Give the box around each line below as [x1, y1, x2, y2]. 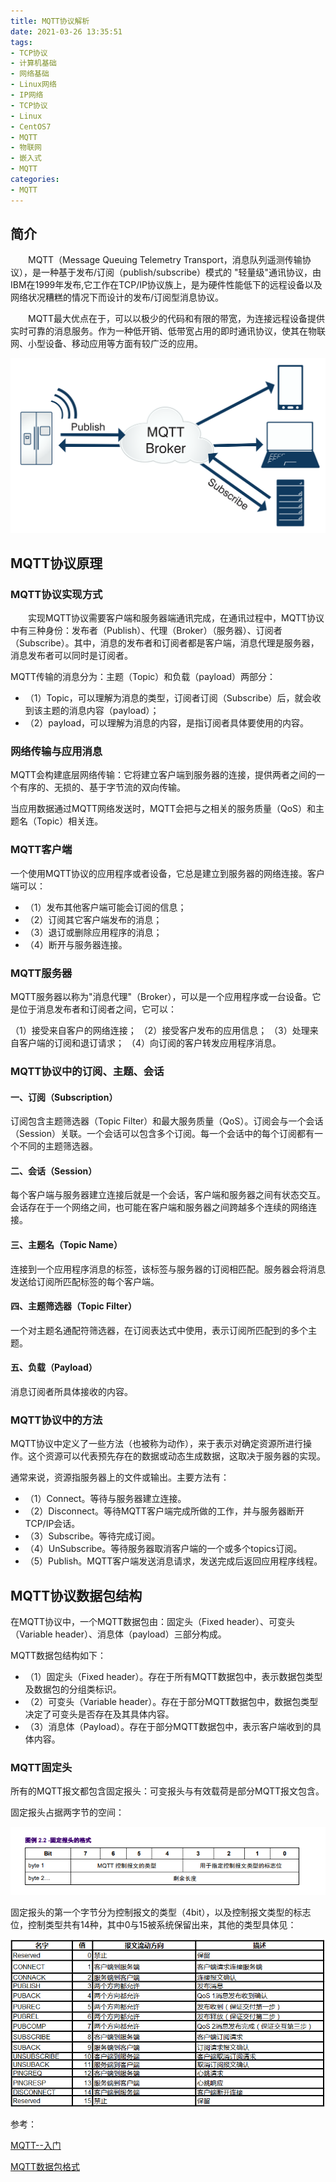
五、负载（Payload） [10, 1361, 98, 1374]
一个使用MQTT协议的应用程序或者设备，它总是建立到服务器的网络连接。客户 [10, 867, 326, 879]
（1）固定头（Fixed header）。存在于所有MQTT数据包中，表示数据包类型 [24, 1671, 323, 1683]
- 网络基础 [10, 69, 50, 79]
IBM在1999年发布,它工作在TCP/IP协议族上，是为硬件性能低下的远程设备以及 [10, 279, 323, 291]
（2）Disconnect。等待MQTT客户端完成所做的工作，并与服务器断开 [24, 1505, 305, 1517]
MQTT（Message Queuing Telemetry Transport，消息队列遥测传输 [28, 254, 303, 266]
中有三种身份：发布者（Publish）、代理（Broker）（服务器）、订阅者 [10, 625, 283, 637]
